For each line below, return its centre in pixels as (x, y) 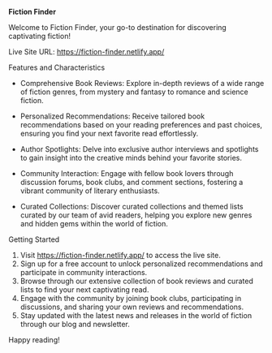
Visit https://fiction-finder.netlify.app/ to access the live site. (120, 255)
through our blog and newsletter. (75, 324)
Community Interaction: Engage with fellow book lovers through (127, 173)
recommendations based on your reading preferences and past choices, (141, 125)
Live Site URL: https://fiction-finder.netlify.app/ (86, 52)
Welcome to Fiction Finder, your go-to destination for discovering (118, 27)
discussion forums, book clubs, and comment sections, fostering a (132, 182)
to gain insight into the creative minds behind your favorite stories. (131, 158)
